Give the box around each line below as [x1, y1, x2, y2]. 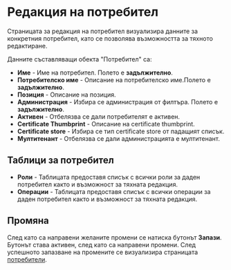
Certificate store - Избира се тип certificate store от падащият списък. [17, 127, 225, 135]
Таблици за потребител [7, 155, 114, 166]
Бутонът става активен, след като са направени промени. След [7, 240, 196, 249]
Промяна [7, 215, 50, 226]
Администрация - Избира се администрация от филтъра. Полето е [17, 97, 219, 106]
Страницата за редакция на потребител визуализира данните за [7, 27, 198, 35]
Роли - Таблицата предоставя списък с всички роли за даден [17, 173, 201, 181]
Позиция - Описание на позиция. [17, 90, 116, 99]
